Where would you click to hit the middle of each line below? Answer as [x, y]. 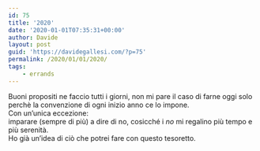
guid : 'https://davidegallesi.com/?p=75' [77, 52]
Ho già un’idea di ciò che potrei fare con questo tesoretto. [102, 138]
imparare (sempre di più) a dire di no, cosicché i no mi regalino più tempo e [130, 121]
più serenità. [28, 130]
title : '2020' [32, 23]
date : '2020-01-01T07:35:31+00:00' [67, 30]
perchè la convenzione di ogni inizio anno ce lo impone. [99, 105]
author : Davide [33, 37]
